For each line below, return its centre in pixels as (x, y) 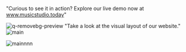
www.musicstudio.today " (36, 15)
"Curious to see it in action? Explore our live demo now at (75, 8)
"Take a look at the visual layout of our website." (123, 26)
